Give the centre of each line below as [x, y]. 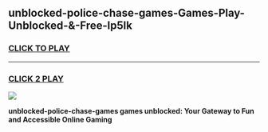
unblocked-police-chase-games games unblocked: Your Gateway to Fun [132, 110]
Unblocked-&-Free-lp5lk [71, 26]
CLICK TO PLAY [39, 49]
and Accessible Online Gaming [60, 119]
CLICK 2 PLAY [36, 78]
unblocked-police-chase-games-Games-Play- [127, 13]
